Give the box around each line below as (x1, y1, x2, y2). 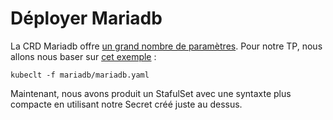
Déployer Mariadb (10, 7, 163, 30)
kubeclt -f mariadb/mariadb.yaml (10, 70, 150, 80)
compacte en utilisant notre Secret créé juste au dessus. (10, 98, 243, 110)
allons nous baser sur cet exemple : (10, 50, 157, 62)
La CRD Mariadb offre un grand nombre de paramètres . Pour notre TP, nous (10, 40, 323, 52)
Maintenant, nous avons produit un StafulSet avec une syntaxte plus (10, 87, 292, 99)
